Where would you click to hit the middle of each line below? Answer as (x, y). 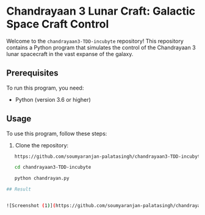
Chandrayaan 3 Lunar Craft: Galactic (101, 11)
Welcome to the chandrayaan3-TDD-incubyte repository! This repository (95, 41)
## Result (19, 189)
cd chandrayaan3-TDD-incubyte (53, 167)
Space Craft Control (58, 24)
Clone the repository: (42, 145)
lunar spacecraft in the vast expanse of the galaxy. (70, 54)
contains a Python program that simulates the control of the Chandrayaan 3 (101, 48)
